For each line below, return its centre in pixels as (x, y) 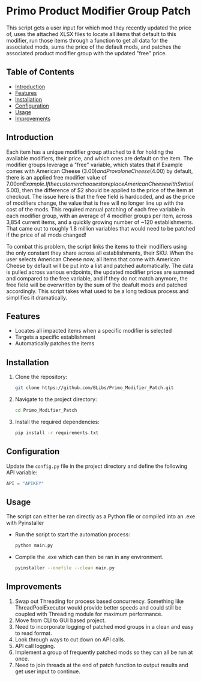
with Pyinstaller (25, 523)
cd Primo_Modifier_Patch (46, 410)
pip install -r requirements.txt (57, 433)
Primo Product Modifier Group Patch (98, 11)
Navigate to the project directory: (56, 399)
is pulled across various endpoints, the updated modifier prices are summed (100, 272)
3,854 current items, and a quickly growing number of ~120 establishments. (100, 222)
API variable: (22, 472)
